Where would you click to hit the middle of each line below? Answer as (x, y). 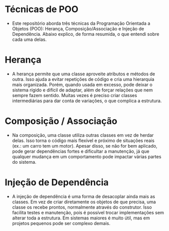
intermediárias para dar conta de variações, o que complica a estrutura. (87, 101)
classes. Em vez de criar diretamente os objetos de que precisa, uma (84, 202)
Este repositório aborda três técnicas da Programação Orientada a (81, 23)
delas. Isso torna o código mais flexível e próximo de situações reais (83, 141)
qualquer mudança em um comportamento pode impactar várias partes (87, 156)
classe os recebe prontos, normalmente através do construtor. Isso (82, 207)
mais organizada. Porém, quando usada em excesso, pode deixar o (82, 84)
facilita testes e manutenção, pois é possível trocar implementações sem (88, 212)
